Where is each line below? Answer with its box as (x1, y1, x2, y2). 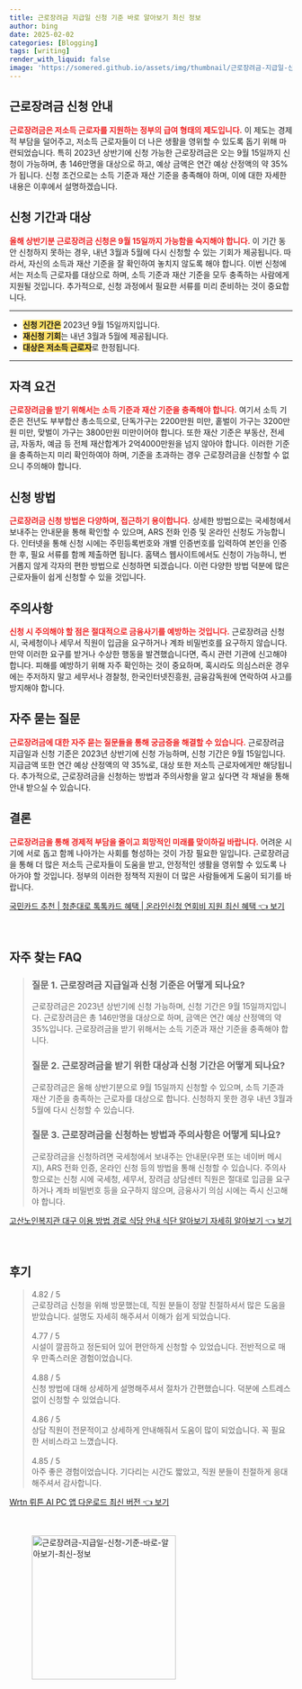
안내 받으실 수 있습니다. (9, 781, 92, 792)
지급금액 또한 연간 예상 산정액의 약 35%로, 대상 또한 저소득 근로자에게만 (9, 759, 262, 770)
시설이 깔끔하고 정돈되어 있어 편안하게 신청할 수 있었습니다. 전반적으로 (31, 1341, 277, 1351)
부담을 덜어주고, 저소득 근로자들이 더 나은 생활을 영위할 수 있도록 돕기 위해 (18, 136, 278, 147)
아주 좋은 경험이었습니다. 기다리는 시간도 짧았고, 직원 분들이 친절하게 (31, 1466, 271, 1477)
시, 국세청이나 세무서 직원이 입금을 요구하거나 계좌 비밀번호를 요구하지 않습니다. (9, 637, 288, 648)
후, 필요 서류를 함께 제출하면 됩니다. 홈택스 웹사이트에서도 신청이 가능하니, (18, 549, 278, 560)
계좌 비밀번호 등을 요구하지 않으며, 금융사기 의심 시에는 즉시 (55, 1185, 264, 1196)
